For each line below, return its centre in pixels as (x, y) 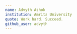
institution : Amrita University (38, 14)
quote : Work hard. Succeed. (34, 19)
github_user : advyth (27, 24)
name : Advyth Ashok (25, 10)
